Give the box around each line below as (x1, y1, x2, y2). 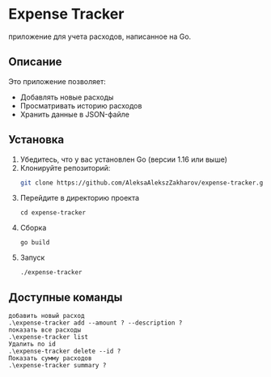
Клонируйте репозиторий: (19, 163, 111, 172)
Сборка (19, 223, 47, 233)
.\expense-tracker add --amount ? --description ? (8, 319, 183, 328)
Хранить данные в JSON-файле (19, 109, 129, 119)
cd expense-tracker (19, 209, 87, 217)
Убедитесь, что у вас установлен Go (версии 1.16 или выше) (19, 155, 228, 164)
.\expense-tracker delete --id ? (8, 347, 121, 356)
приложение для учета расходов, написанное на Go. (8, 32, 192, 41)
